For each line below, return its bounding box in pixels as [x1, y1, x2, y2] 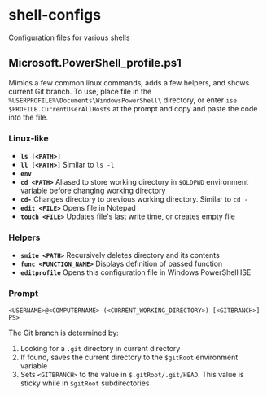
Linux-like [8, 133, 49, 144]
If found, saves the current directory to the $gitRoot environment [20, 352, 239, 362]
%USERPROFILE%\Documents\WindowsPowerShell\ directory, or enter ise [8, 95, 238, 105]
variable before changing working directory [20, 185, 166, 196]
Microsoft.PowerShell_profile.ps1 [8, 56, 182, 70]
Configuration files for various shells [8, 33, 130, 42]
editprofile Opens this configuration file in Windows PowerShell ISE [20, 268, 252, 277]
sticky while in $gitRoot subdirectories [20, 378, 150, 388]
